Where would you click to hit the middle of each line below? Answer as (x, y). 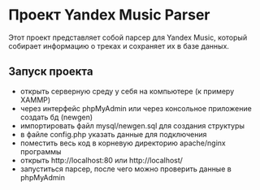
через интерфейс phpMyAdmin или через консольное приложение (136, 108)
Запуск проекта (51, 72)
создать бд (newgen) (56, 117)
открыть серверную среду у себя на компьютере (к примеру (127, 91)
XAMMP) (35, 100)
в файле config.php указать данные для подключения (113, 134)
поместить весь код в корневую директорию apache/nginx (123, 143)
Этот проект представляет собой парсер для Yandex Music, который (128, 37)
